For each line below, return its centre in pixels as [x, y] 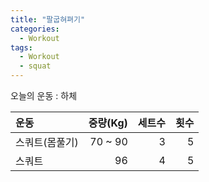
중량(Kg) [108, 123]
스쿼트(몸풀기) [47, 142]
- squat [35, 66]
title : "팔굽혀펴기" [48, 19]
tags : [21, 47]
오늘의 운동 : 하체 [44, 95]
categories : [35, 29]
